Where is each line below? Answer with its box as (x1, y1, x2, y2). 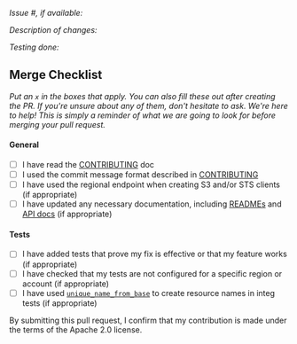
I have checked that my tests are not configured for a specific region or (21, 268, 283, 278)
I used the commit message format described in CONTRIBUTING (21, 169, 259, 180)
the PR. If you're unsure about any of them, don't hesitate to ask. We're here (9, 100, 288, 111)
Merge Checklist (9, 67, 103, 82)
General (9, 139, 40, 150)
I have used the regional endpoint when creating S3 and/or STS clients (21, 179, 281, 190)
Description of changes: (9, 25, 98, 35)
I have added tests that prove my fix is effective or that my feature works (21, 248, 288, 260)
